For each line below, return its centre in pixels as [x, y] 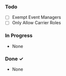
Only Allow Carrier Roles [36, 23]
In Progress [19, 36]
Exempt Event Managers [37, 17]
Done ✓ [14, 59]
